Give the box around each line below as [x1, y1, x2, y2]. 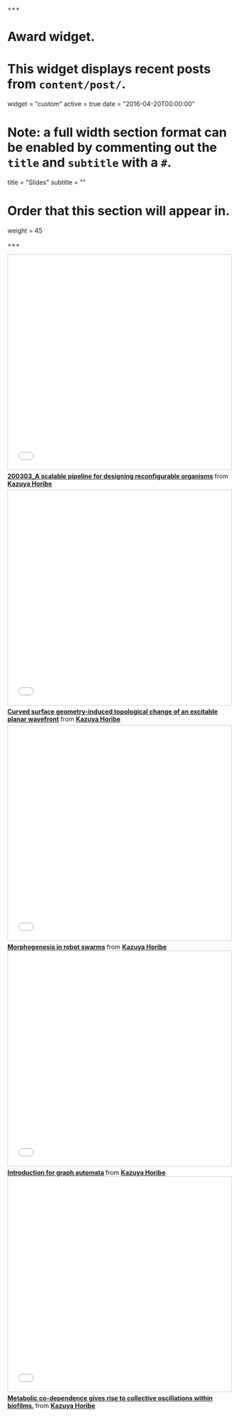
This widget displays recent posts [7, 61, 211, 77]
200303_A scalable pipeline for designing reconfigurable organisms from [7, 472, 229, 480]
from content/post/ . [7, 76, 126, 92]
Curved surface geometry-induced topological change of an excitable [7, 707, 218, 716]
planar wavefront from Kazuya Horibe [7, 715, 121, 723]
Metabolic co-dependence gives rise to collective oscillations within [7, 1394, 213, 1402]
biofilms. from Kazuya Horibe [7, 1401, 96, 1410]
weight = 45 [7, 226, 43, 235]
